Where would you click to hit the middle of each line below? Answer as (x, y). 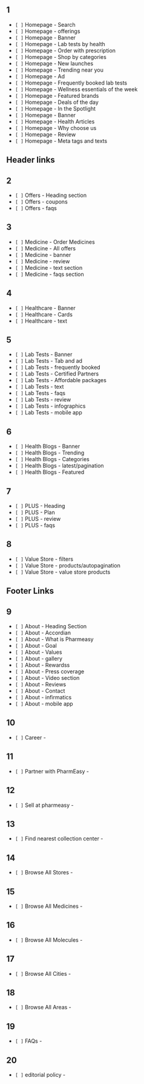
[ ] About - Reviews (41, 684)
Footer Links (30, 591)
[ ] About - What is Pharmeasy (54, 639)
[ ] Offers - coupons (41, 202)
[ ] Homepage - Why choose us (56, 128)
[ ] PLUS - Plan (35, 512)
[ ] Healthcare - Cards (44, 314)
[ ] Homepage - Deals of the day (57, 102)
